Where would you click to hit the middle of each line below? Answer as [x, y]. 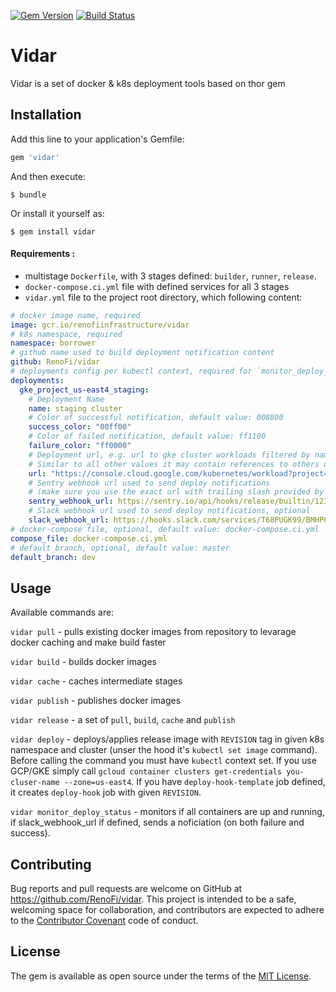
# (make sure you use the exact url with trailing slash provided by [176, 492]
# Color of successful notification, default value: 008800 [156, 418]
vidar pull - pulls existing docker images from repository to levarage [153, 632]
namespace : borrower [53, 343]
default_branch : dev [53, 557]
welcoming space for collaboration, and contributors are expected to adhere [167, 910]
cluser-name [35, 783]
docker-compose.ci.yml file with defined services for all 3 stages [157, 286]
